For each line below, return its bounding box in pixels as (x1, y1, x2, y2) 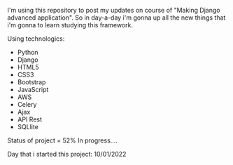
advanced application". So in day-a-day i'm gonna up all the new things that (7, 13, 226, 22)
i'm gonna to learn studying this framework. (7, 21, 133, 29)
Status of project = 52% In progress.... (7, 136, 118, 145)
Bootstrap (17, 78, 46, 86)
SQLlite (17, 123, 38, 131)
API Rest (17, 115, 43, 124)
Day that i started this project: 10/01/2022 (7, 150, 127, 158)
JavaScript (17, 86, 49, 93)
